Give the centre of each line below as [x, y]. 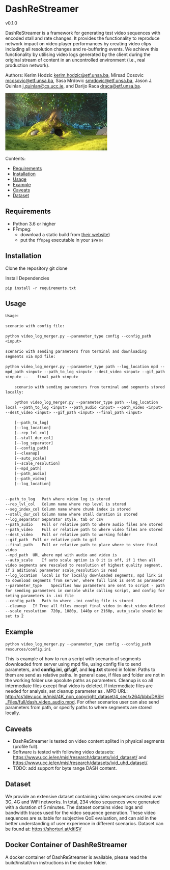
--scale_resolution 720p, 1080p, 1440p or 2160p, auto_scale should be [84, 611]
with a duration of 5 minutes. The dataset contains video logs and [74, 807]
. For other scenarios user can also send [117, 702]
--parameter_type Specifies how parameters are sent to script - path [85, 586]
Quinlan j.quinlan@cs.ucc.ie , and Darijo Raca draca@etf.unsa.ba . [73, 86]
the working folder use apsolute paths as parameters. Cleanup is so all [79, 681]
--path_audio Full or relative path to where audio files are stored [84, 525]
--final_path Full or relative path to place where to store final [82, 545]
